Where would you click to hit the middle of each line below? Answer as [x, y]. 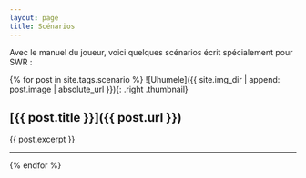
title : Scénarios [42, 26]
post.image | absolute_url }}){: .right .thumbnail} [99, 89]
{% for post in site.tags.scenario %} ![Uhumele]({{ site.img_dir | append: [145, 79]
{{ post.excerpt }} [42, 139]
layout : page [34, 18]
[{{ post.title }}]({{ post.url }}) [96, 118]
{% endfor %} [36, 165]
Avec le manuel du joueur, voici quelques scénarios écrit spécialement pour [151, 52]
